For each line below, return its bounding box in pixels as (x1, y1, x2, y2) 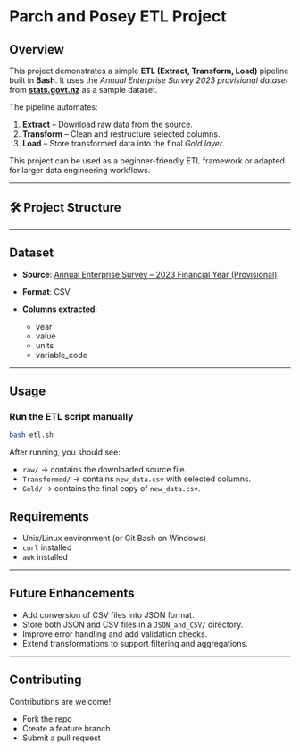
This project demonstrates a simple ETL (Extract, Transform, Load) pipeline (9, 65, 289, 76)
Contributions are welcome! (9, 696, 112, 706)
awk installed (21, 552, 69, 562)
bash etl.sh (9, 430, 54, 439)
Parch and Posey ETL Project (9, 6, 227, 27)
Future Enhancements (9, 586, 136, 601)
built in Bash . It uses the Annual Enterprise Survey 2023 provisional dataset (9, 75, 288, 86)
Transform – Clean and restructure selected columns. (21, 129, 221, 139)
